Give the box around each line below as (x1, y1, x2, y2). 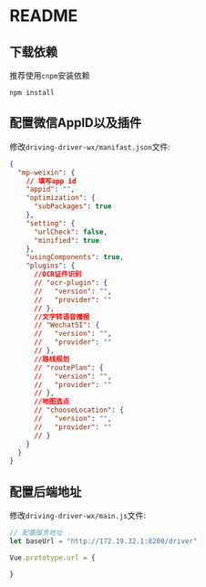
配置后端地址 (9, 484, 82, 499)
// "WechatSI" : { (33, 320, 100, 330)
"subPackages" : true (33, 202, 112, 211)
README (9, 5, 78, 26)
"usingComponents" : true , (26, 253, 125, 262)
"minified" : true (33, 236, 100, 245)
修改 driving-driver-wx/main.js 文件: (9, 510, 147, 521)
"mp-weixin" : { (17, 168, 76, 177)
